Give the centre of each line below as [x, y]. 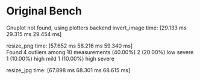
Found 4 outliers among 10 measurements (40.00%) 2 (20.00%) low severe [100, 52]
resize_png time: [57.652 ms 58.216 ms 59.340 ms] [70, 46]
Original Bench [44, 11]
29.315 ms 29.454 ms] [34, 34]
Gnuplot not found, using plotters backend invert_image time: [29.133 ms [96, 28]
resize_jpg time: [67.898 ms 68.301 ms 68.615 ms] [68, 70]
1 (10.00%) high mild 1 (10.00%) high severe [60, 58]
